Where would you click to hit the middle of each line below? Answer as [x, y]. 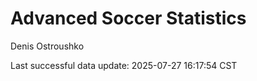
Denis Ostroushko [47, 46]
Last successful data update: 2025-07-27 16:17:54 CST [124, 65]
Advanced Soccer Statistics [128, 18]
